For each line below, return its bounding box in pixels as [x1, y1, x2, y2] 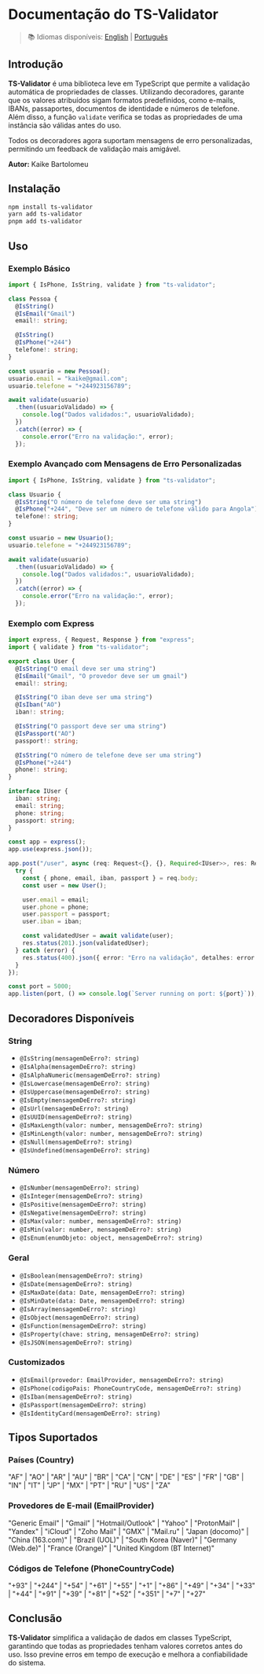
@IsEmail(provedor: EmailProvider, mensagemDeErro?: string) [19, 1376, 225, 1384]
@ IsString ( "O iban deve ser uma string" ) [15, 694, 153, 702]
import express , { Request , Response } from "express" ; [8, 636, 195, 644]
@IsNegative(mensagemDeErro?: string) [19, 1209, 147, 1217]
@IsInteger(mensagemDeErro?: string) [19, 1193, 144, 1200]
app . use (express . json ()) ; [8, 846, 93, 854]
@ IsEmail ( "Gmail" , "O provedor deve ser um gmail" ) [15, 672, 189, 680]
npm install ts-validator [8, 203, 93, 211]
